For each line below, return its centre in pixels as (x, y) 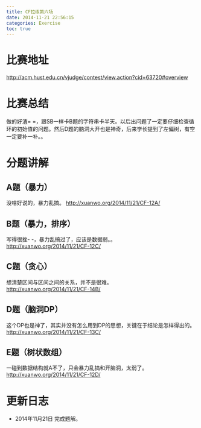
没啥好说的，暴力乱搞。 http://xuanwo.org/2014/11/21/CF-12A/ (83, 203)
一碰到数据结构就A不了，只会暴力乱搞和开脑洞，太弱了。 (77, 368)
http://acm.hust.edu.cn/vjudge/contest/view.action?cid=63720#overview (97, 77)
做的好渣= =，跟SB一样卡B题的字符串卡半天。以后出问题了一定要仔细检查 (97, 122)
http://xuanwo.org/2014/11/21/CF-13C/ (54, 332)
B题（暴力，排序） (41, 224)
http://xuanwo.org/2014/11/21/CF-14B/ (53, 289)
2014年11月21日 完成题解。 (48, 419)
